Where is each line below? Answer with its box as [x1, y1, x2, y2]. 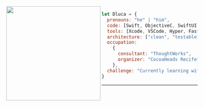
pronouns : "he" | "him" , [107, 16, 170, 23]
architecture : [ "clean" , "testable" [107, 33, 200, 40]
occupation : [107, 40, 138, 46]
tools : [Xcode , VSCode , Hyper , [107, 28, 186, 34]
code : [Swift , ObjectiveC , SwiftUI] [107, 22, 200, 29]
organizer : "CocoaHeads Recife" [117, 57, 200, 63]
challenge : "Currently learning [107, 67, 189, 74]
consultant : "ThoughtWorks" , [117, 51, 192, 57]
